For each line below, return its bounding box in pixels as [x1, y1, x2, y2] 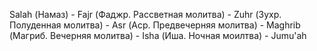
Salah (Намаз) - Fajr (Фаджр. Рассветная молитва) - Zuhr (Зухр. [9, 9, 282, 20]
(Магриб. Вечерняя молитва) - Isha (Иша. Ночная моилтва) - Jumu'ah [9, 30, 307, 41]
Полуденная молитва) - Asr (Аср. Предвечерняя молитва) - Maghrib [9, 19, 301, 31]
